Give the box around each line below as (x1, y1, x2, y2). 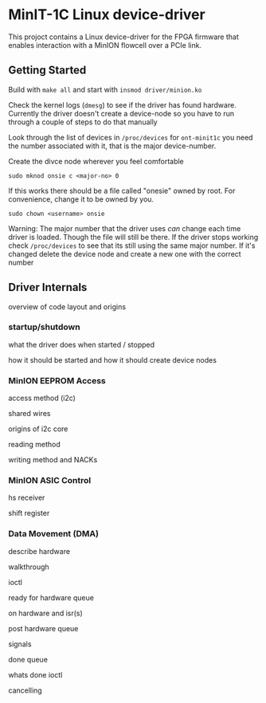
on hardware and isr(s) (8, 608, 84, 618)
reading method (8, 440, 61, 450)
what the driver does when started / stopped (8, 340, 155, 349)
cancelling (8, 685, 42, 695)
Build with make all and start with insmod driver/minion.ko (8, 84, 202, 94)
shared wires (8, 409, 51, 418)
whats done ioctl (8, 670, 63, 679)
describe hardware (8, 546, 70, 556)
